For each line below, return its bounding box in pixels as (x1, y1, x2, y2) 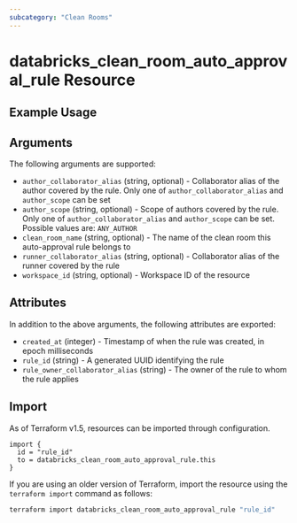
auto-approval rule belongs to (21, 242, 131, 252)
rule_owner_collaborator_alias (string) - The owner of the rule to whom (21, 364, 287, 374)
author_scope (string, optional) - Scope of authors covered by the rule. (21, 204, 279, 215)
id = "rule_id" (17, 448, 74, 457)
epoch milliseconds (21, 345, 94, 356)
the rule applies (21, 373, 80, 384)
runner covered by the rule (21, 260, 121, 271)
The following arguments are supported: (9, 158, 157, 169)
